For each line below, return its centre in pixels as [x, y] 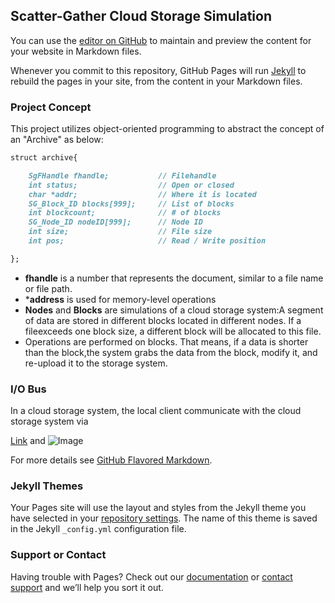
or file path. [48, 288]
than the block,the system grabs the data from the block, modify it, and [171, 352]
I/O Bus [28, 389]
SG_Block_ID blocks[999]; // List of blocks [131, 204]
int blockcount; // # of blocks [125, 213]
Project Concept [51, 107]
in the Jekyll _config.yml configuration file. [98, 529]
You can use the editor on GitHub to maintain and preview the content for [161, 40]
